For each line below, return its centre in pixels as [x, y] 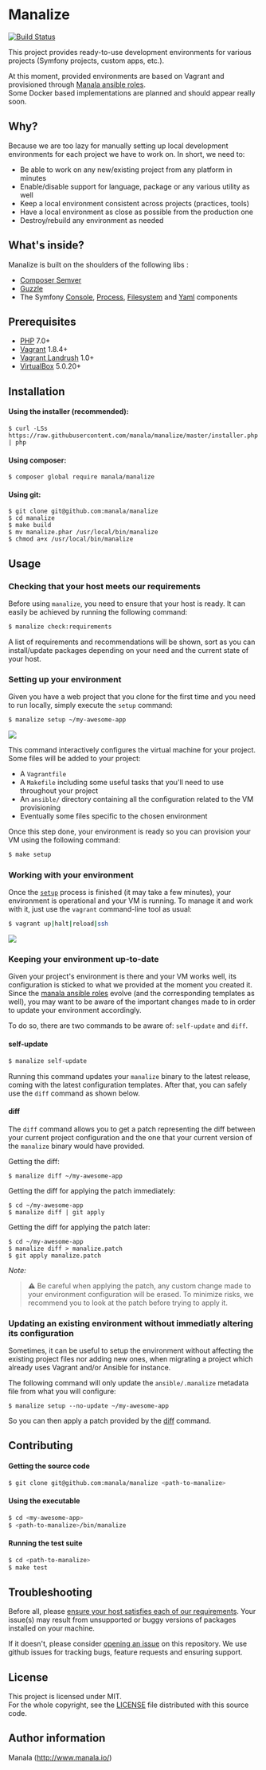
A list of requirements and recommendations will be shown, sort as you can [132, 642]
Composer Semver [51, 279]
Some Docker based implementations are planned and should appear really [132, 92]
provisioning [40, 808]
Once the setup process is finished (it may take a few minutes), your [120, 893]
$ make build [30, 526]
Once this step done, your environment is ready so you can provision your [129, 832]
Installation [37, 391]
